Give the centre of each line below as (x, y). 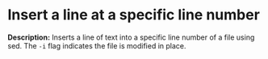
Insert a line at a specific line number (134, 15)
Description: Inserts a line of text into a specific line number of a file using (131, 37)
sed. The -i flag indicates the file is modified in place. (97, 45)
